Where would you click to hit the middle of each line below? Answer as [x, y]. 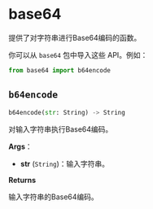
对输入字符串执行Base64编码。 [61, 129]
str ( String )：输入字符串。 [65, 163]
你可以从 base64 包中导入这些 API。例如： [78, 54]
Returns [22, 180]
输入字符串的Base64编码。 [54, 197]
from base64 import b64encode [60, 70]
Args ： [20, 146]
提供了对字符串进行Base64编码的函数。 [75, 37]
